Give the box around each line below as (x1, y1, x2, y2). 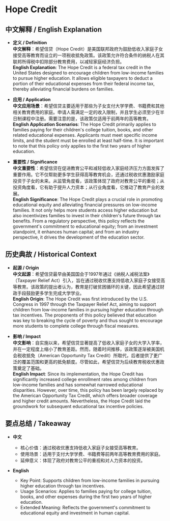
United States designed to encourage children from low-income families (12, 70, 164, 76)
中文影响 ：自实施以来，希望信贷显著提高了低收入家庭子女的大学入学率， (12, 339, 164, 345)
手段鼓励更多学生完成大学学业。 (17, 290, 84, 296)
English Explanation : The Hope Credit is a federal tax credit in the (12, 65, 151, 70)
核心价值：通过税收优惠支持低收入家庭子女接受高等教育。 (20, 444, 141, 451)
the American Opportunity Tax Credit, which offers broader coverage (12, 392, 158, 398)
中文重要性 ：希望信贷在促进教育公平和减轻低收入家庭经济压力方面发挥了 (12, 165, 164, 171)
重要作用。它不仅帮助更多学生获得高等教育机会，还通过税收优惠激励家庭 (12, 171, 164, 178)
